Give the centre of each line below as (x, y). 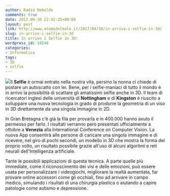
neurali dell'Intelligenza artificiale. (40, 151)
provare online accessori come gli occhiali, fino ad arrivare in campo (77, 177)
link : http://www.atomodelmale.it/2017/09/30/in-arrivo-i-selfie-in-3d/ (84, 29)
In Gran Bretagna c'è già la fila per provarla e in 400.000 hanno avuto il (79, 119)
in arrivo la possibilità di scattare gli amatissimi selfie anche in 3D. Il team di (84, 93)
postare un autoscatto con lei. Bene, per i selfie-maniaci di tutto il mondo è (83, 88)
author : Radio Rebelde (29, 10)
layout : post (19, 24)
